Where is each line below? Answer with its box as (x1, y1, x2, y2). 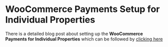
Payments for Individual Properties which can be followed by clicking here (5, 36, 163, 42)
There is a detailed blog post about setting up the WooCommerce (5, 30, 143, 36)
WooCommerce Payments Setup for (5, 3, 160, 15)
